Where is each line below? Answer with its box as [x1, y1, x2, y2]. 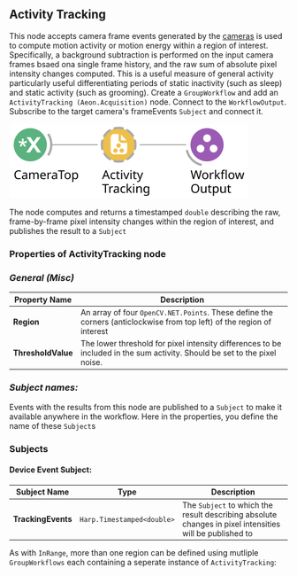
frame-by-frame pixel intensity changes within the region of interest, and [9, 216, 274, 227]
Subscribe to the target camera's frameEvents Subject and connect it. [9, 105, 263, 116]
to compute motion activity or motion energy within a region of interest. [9, 40, 269, 51]
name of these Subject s [9, 420, 96, 431]
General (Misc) [9, 271, 75, 284]
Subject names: [9, 381, 79, 393]
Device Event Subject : [9, 464, 93, 475]
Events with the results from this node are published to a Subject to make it [9, 401, 283, 412]
